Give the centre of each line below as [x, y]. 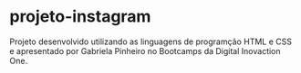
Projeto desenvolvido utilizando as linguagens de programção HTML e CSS [150, 41]
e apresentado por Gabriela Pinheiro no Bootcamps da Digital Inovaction [145, 50]
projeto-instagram [80, 17]
